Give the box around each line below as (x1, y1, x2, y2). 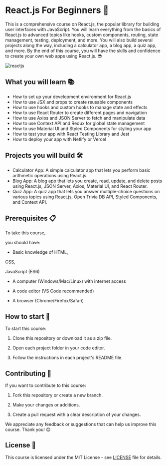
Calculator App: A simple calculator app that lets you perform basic (12, 167, 151, 173)
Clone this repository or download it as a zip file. (12, 335, 112, 341)
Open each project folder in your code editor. (12, 345, 105, 351)
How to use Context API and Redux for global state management (12, 120, 145, 126)
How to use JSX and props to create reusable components (12, 99, 133, 105)
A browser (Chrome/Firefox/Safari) (12, 298, 84, 304)
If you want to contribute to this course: (5, 382, 86, 388)
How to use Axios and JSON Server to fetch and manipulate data (12, 115, 146, 121)
